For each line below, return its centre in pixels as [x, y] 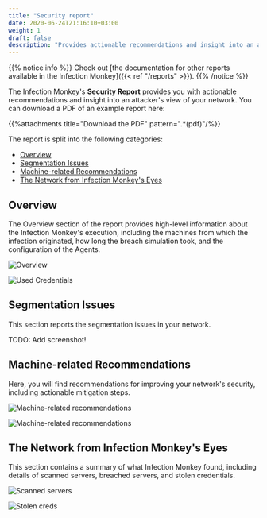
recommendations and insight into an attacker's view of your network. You [130, 100]
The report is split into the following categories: [85, 139]
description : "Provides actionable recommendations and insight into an [131, 45]
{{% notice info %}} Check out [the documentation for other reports [119, 68]
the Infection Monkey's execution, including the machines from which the [128, 232]
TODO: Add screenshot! [47, 339]
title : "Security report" [51, 15]
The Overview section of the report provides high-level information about [128, 224]
